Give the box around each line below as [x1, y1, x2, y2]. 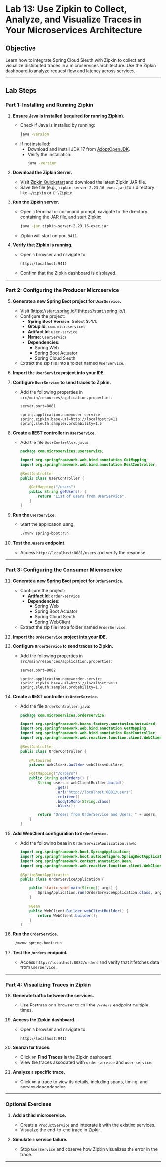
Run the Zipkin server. [12, 199, 60, 205]
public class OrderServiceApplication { [20, 877, 104, 882]
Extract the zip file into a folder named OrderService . [20, 624, 127, 630]
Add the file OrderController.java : [20, 703, 91, 709]
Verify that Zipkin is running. [12, 242, 73, 248]
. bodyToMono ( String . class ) [55, 799, 111, 804]
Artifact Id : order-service [27, 593, 80, 599]
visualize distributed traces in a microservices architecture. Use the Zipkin [5, 63, 156, 68]
